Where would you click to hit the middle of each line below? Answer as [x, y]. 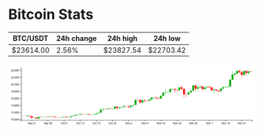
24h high [123, 39]
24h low [167, 39]
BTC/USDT [31, 39]
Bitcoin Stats [51, 15]
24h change [77, 39]
